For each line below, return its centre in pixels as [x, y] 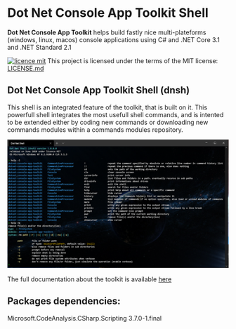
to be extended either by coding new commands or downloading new [108, 122]
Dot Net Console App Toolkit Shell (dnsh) [99, 90]
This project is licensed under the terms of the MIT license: [133, 60]
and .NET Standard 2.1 [39, 47]
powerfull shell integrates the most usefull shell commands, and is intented [116, 114]
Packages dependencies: [64, 301]
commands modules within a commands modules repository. [96, 129]
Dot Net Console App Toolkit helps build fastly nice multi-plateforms [107, 32]
